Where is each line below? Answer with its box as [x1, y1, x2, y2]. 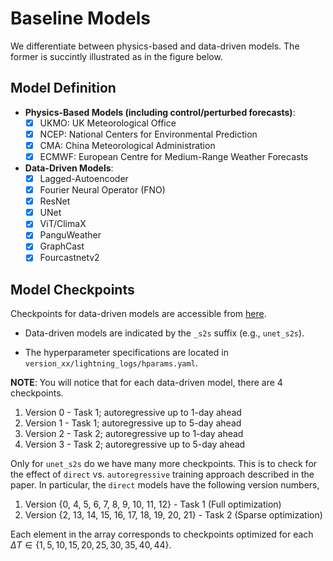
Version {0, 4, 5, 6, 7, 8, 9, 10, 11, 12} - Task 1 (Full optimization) [24, 498, 282, 511]
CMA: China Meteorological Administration [39, 139, 216, 151]
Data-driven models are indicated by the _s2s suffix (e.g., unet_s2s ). [24, 327, 305, 339]
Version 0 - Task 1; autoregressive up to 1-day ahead [24, 407, 242, 419]
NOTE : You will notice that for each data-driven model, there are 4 [10, 377, 283, 389]
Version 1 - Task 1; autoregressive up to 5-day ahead [24, 417, 242, 429]
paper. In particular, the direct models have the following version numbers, [10, 479, 320, 491]
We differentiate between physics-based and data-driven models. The [10, 40, 300, 52]
